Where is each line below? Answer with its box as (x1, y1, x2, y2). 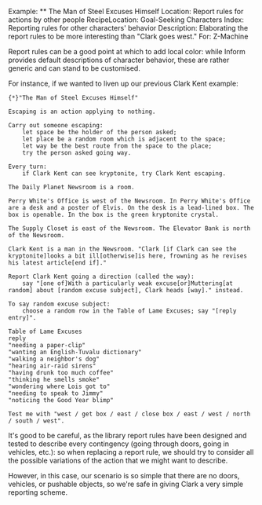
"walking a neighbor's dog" (8, 355, 100, 363)
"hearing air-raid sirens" (8, 362, 96, 370)
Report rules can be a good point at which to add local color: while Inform (8, 47, 246, 56)
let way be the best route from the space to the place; (22, 142, 213, 150)
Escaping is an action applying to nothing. (8, 108, 156, 115)
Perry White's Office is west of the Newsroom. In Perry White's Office (8, 197, 251, 205)
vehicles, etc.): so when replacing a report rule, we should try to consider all (8, 448, 254, 456)
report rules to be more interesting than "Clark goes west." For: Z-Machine (8, 31, 249, 41)
